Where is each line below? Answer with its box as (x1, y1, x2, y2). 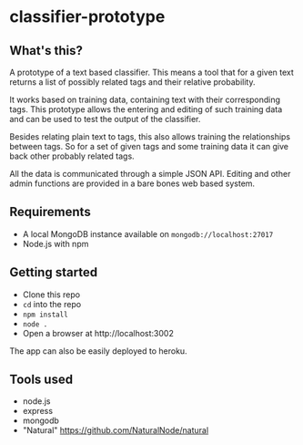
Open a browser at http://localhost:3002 (22, 327, 175, 338)
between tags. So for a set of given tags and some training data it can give (9, 141, 289, 151)
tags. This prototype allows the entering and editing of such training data (9, 104, 283, 115)
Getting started (9, 264, 98, 280)
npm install (22, 310, 68, 319)
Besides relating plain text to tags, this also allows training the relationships (9, 131, 291, 142)
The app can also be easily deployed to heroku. (9, 345, 188, 357)
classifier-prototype (9, 6, 166, 27)
